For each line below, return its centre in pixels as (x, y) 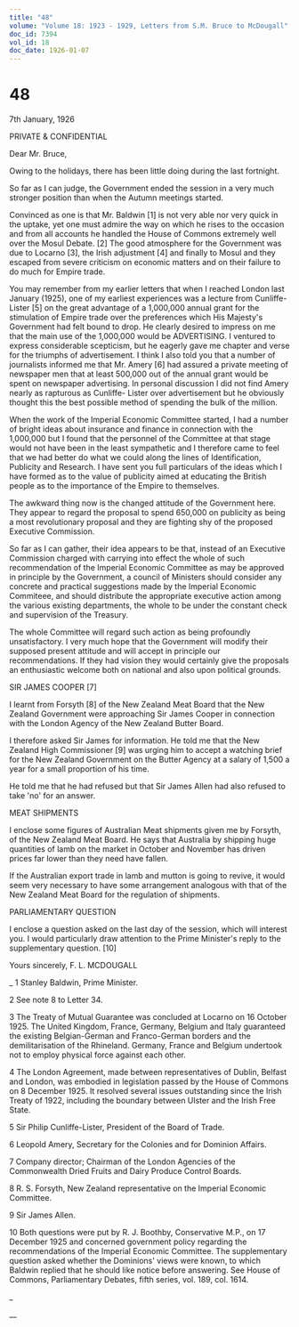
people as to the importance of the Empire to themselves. (114, 486)
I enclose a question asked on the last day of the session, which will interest (148, 929)
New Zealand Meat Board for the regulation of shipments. (115, 894)
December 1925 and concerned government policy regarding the (128, 1242)
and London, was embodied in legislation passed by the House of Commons (149, 1081)
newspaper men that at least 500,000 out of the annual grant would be (139, 374)
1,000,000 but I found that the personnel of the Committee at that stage (140, 439)
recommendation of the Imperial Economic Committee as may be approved (147, 568)
